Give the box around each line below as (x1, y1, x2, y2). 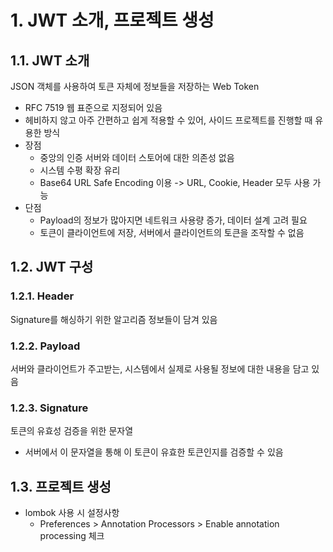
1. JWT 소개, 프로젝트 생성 (10, 9, 215, 32)
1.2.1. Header (10, 289, 75, 303)
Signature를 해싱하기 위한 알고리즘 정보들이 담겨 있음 (10, 313, 218, 325)
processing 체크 (39, 530, 105, 542)
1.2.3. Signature (10, 401, 89, 415)
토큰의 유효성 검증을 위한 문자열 (10, 425, 134, 437)
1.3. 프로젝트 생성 (10, 478, 112, 495)
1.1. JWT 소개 (10, 52, 90, 69)
